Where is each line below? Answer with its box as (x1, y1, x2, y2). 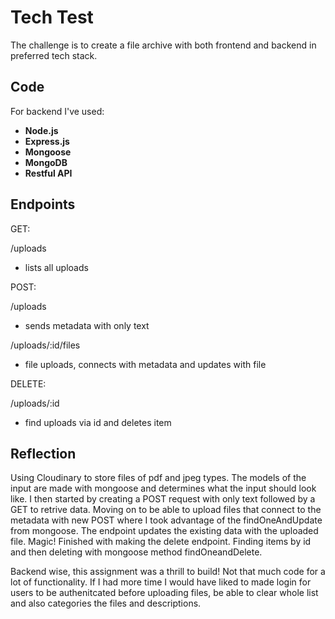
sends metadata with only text (24, 319, 150, 331)
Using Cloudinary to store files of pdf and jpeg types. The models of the (10, 472, 307, 484)
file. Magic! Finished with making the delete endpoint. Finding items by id (10, 536, 312, 548)
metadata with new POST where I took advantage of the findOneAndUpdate (10, 514, 323, 526)
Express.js (24, 135, 70, 147)
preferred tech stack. (10, 49, 98, 61)
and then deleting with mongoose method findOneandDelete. (10, 546, 263, 558)
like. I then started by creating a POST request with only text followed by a (10, 493, 316, 505)
